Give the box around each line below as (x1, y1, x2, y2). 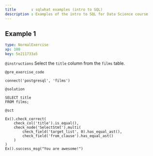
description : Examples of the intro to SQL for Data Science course (5, 12, 149, 17)
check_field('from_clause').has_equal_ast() (22, 133, 114, 139)
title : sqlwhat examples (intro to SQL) (5, 7, 103, 12)
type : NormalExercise (5, 42, 49, 48)
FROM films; (5, 99, 29, 104)
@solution (5, 87, 25, 91)
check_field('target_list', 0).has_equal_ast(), (22, 129, 122, 134)
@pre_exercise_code (5, 69, 45, 74)
